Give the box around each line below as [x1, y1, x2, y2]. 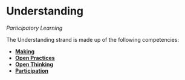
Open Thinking [15, 61, 53, 68]
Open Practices [15, 54, 56, 61]
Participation [15, 67, 49, 74]
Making [15, 47, 35, 55]
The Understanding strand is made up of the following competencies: [6, 36, 180, 43]
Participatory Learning [6, 24, 63, 32]
